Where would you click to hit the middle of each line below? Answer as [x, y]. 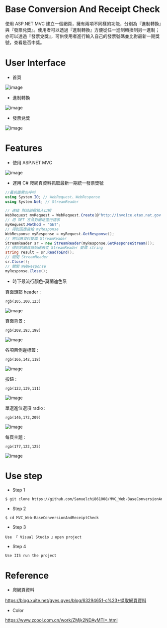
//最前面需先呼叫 [20, 192]
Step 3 [19, 527]
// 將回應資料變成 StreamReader [36, 238]
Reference [27, 575]
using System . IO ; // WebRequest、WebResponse [53, 197]
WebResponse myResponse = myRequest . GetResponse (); [60, 234]
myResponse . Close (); [27, 271]
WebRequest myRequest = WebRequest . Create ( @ [52, 215]
